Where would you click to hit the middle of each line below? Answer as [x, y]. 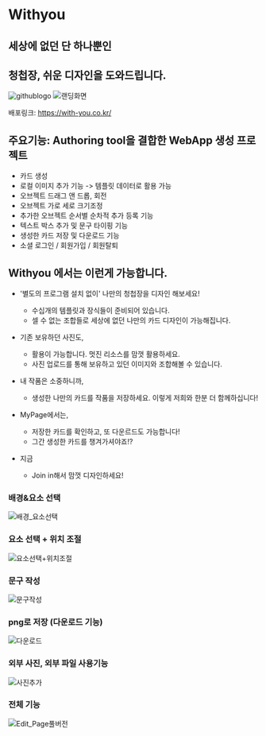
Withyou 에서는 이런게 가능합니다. [88, 273]
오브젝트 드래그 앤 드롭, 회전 [63, 196]
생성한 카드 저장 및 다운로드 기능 [69, 235]
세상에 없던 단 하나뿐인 [60, 46]
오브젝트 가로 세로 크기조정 [61, 206]
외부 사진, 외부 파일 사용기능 [58, 664]
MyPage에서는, [44, 415]
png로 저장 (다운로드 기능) [56, 622]
